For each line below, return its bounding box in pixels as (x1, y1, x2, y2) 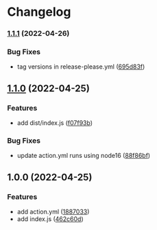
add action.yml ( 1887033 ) (16, 207, 90, 216)
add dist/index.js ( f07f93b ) (16, 119, 93, 127)
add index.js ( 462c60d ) (16, 215, 84, 223)
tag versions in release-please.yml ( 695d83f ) (16, 62, 145, 71)
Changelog (7, 4, 71, 20)
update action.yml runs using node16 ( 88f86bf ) (16, 152, 151, 160)
